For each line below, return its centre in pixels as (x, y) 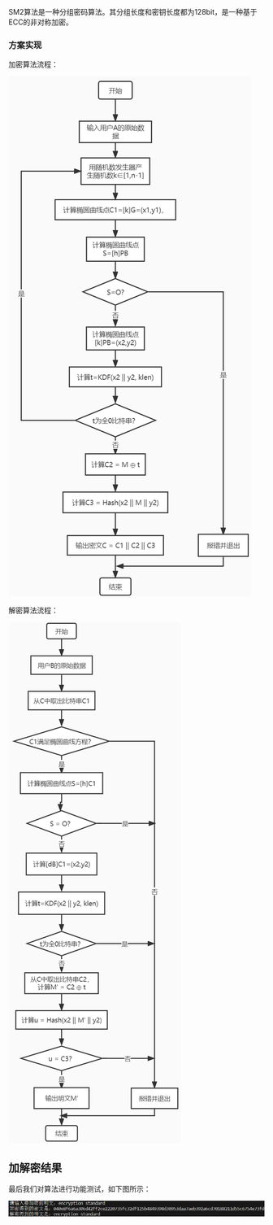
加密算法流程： (33, 64)
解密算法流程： (33, 610)
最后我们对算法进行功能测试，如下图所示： (80, 1189)
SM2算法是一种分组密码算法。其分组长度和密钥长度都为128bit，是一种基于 (133, 12)
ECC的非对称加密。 (41, 22)
